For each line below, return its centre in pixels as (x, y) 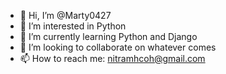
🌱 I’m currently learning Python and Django (108, 36)
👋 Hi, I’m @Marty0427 (65, 15)
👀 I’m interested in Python (73, 26)
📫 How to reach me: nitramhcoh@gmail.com (112, 58)
